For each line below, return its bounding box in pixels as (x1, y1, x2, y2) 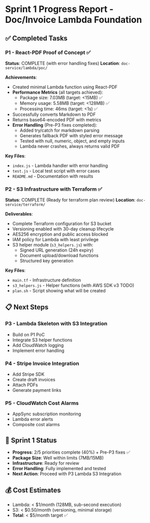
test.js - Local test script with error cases (12, 168, 100, 174)
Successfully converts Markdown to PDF (12, 111, 96, 117)
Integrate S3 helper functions (12, 337, 73, 343)
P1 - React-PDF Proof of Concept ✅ (5, 49, 91, 56)
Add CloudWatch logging (12, 342, 64, 348)
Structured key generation (19, 258, 74, 264)
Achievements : (5, 74, 37, 80)
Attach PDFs (12, 382, 38, 388)
